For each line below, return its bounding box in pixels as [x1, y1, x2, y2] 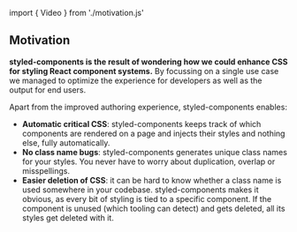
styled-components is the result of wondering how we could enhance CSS [9, 56, 288, 67]
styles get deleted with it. [21, 212, 115, 223]
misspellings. [21, 165, 71, 176]
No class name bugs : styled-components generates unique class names [21, 146, 287, 157]
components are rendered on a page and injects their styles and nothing [21, 128, 286, 138]
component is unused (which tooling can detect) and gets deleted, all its [21, 203, 286, 213]
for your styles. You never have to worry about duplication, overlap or [21, 156, 276, 167]
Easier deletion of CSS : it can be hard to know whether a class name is [21, 175, 282, 185]
